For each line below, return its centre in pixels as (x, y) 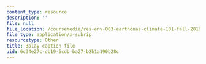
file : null (20, 23)
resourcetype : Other (33, 40)
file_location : (26, 29)
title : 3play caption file (41, 46)
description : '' (27, 18)
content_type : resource (37, 12)
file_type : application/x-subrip (49, 35)
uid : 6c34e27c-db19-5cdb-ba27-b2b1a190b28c (63, 52)
